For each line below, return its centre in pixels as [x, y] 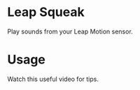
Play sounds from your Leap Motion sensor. [70, 31]
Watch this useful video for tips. [53, 79]
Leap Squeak [46, 12]
